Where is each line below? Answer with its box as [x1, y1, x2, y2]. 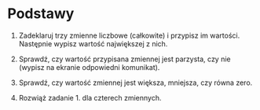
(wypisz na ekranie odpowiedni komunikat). [18, 62, 160, 71]
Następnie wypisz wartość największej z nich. [18, 38, 168, 48]
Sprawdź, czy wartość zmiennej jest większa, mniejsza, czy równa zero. [18, 78, 253, 87]
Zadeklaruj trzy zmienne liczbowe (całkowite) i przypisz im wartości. [18, 31, 240, 40]
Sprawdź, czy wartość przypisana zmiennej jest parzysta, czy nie [18, 54, 231, 64]
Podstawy [7, 5, 75, 23]
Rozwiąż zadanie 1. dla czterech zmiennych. [18, 93, 162, 102]
